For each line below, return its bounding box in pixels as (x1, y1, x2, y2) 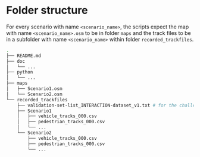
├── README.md (6, 53, 42, 59)
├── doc (6, 58, 26, 64)
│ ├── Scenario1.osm (6, 86, 62, 92)
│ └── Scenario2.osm (6, 91, 62, 97)
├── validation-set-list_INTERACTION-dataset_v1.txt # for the (17, 102, 177, 108)
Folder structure (6, 4, 88, 17)
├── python (6, 69, 33, 75)
